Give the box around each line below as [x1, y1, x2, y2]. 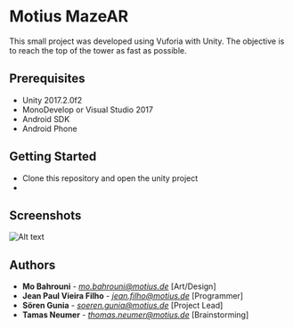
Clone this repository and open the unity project [21, 172, 199, 184]
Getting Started [9, 149, 97, 164]
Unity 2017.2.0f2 [21, 95, 83, 105]
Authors [9, 257, 56, 273]
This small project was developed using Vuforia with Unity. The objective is [9, 36, 285, 46]
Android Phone [21, 123, 77, 134]
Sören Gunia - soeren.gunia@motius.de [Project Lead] [21, 300, 224, 311]
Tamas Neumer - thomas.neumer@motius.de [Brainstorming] [21, 309, 249, 320]
